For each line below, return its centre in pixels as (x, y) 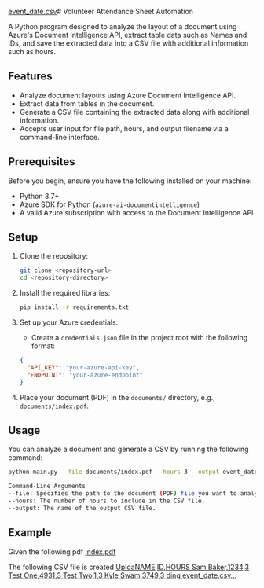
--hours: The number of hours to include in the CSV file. (107, 501)
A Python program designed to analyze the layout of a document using (123, 26)
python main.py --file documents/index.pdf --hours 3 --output (114, 472)
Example (30, 533)
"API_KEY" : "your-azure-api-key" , (83, 367)
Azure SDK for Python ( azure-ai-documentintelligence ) (110, 204)
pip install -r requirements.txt (74, 307)
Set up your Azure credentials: (69, 322)
